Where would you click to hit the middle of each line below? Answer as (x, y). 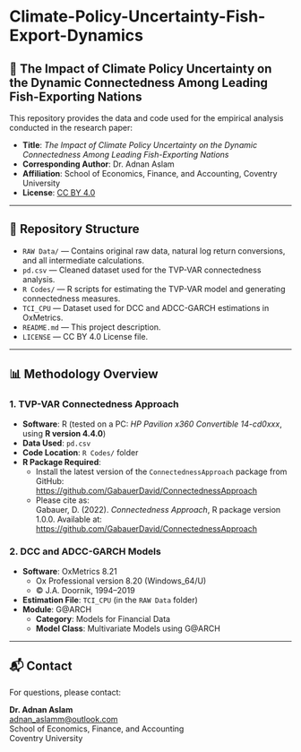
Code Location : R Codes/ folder (80, 452)
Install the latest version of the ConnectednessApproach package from (161, 471)
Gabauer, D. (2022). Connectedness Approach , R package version (158, 509)
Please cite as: (62, 500)
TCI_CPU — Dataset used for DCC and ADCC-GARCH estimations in (146, 307)
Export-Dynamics (76, 35)
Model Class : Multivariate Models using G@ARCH (128, 628)
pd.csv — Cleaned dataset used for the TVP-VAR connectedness (142, 270)
